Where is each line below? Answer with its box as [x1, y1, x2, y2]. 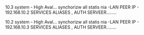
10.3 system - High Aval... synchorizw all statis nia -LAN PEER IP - [5, 4, 140, 10]
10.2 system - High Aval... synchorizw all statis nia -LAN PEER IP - [5, 19, 140, 25]
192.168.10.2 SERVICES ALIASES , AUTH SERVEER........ [5, 9, 117, 15]
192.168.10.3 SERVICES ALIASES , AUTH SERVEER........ [5, 24, 117, 30]
